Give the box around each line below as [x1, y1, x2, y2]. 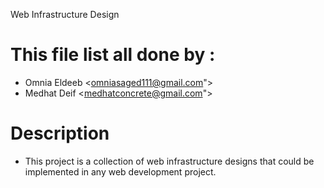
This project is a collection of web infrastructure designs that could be [24, 155, 315, 167]
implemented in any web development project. [24, 165, 217, 178]
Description [10, 122, 110, 145]
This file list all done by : [10, 44, 216, 66]
